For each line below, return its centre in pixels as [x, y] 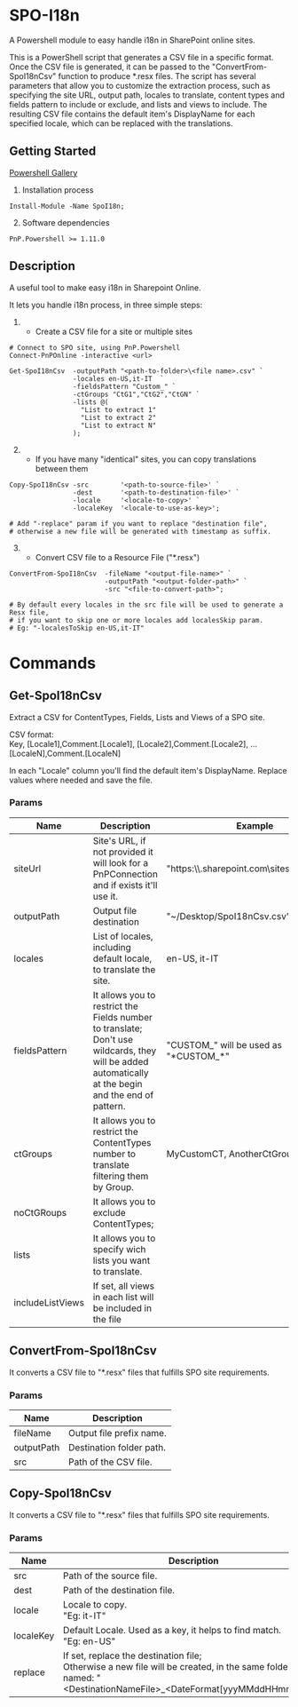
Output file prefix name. [117, 1433]
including [112, 947]
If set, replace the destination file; [133, 1655]
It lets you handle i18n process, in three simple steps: [106, 305]
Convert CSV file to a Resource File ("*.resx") [118, 557]
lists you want [122, 1260]
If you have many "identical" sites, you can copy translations [146, 459]
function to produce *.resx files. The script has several [157, 75]
